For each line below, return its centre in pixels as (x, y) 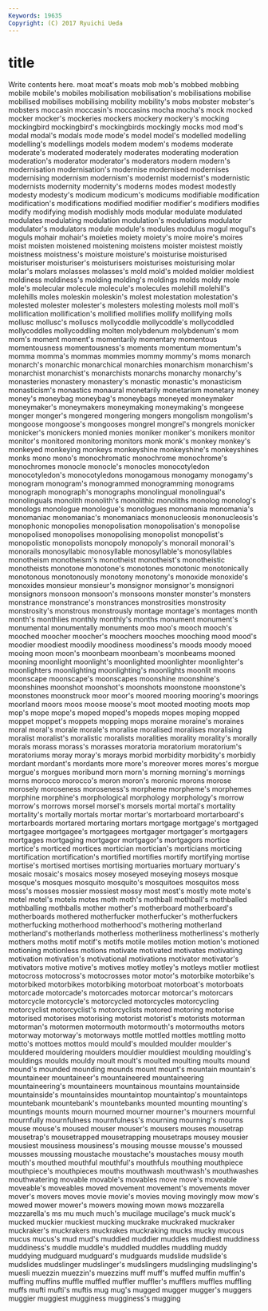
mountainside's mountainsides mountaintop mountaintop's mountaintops (128, 1094)
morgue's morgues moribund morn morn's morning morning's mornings (127, 773)
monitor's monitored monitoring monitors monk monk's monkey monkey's (130, 441)
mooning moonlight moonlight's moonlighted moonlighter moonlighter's (126, 662)
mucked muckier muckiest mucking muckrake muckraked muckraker (122, 1222)
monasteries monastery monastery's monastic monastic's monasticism (125, 382)
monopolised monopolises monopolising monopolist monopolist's (116, 534)
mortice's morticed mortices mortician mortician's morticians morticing (125, 848)
